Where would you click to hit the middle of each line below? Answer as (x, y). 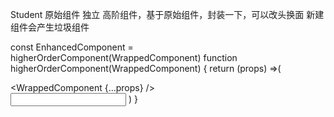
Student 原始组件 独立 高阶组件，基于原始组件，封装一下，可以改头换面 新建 (167, 14)
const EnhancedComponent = (72, 47)
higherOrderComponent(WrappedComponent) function (124, 57)
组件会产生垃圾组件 (50, 27)
